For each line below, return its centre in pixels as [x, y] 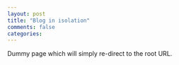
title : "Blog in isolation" [49, 20]
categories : [25, 34]
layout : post [27, 14]
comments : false [31, 27]
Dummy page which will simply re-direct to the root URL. [90, 54]
